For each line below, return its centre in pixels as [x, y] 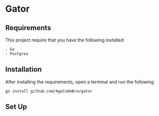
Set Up [16, 107]
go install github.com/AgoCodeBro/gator [49, 91]
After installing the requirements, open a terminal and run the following [80, 82]
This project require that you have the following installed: [65, 40]
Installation [24, 69]
